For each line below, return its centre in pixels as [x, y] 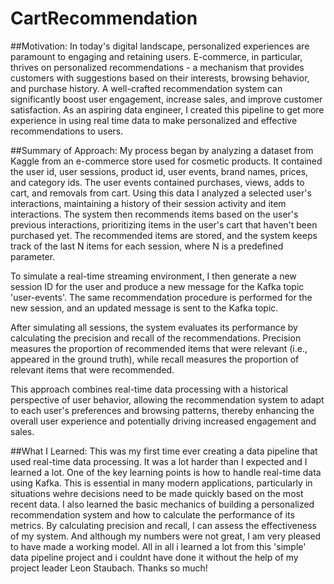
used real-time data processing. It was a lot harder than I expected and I [159, 461]
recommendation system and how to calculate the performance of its [152, 514]
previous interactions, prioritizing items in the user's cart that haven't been [164, 224]
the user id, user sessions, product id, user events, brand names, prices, [159, 171]
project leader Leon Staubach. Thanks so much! [109, 568]
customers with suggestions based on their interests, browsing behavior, [160, 78]
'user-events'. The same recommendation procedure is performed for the [161, 297]
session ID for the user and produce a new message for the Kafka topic [157, 286]
